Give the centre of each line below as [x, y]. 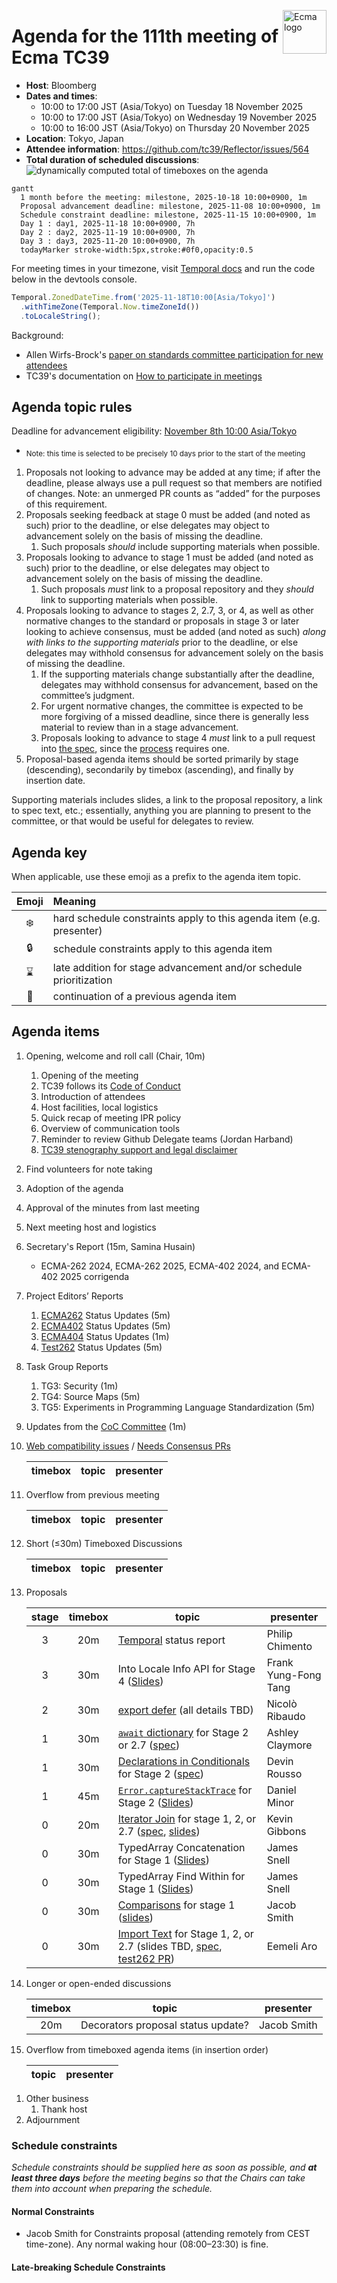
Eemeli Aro [292, 1946]
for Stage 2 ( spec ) [161, 1773]
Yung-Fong [294, 1675]
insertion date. [55, 781]
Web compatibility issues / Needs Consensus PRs [128, 1446]
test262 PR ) [146, 1958]
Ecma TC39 [60, 57]
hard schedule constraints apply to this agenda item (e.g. [186, 918]
